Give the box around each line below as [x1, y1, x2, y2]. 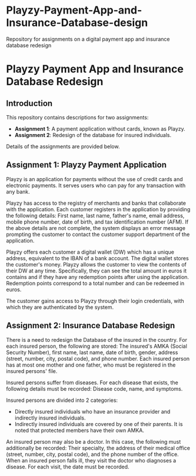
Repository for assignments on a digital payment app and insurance [6, 35, 170, 42]
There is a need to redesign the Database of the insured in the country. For [6, 336, 187, 343]
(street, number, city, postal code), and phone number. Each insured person [6, 355, 190, 362]
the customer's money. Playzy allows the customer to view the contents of [6, 261, 187, 268]
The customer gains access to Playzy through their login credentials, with [6, 297, 184, 304]
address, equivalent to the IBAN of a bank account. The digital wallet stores [6, 254, 190, 262]
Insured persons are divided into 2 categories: [6, 397, 118, 404]
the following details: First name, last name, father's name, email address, [6, 212, 185, 219]
